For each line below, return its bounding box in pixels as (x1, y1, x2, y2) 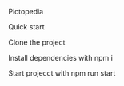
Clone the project (8, 37, 66, 47)
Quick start (8, 22, 45, 31)
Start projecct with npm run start (8, 68, 116, 78)
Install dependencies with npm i (8, 53, 114, 62)
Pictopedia (8, 7, 44, 16)
